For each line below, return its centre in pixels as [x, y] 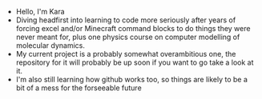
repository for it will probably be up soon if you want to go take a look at [135, 62]
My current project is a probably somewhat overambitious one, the [126, 54]
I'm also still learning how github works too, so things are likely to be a [132, 79]
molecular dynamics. [50, 46]
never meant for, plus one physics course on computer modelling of [128, 37]
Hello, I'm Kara [40, 12]
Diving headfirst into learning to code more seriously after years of [126, 20]
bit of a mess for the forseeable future [79, 88]
